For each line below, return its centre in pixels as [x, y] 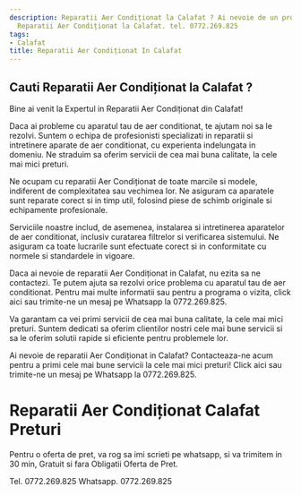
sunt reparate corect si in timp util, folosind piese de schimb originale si [141, 200]
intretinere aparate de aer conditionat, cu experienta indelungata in [133, 145]
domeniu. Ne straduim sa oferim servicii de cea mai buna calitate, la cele [143, 154]
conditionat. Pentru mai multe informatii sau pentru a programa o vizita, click [150, 292]
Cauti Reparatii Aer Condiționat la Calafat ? [131, 87]
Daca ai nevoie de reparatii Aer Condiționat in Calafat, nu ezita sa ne [135, 273]
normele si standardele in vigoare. [72, 255]
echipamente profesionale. [59, 209]
